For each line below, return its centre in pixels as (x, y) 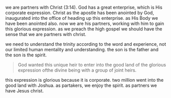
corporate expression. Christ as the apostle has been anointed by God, (80, 13)
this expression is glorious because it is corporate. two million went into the (84, 80)
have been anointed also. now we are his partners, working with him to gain (85, 23)
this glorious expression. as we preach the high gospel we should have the (84, 29)
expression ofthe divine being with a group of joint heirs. (77, 70)
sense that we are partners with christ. (46, 34)
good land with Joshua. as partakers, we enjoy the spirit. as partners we (81, 85)
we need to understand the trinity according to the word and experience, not (86, 44)
